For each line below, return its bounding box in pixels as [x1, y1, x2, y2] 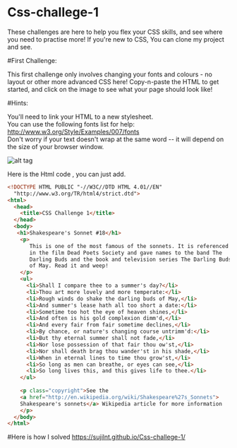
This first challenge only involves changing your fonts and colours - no [7, 70, 213, 78]
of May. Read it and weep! [29, 262, 109, 269]
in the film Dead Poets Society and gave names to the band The [29, 249, 222, 257]
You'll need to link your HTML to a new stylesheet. [7, 112, 154, 121]
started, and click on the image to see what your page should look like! [7, 85, 213, 93]
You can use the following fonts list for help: [7, 119, 135, 128]
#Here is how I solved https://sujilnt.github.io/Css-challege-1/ [7, 432, 186, 442]
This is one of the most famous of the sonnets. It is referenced [29, 242, 229, 249]
